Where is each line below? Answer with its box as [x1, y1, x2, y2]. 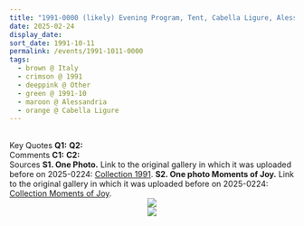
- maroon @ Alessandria [17, 97, 107, 107]
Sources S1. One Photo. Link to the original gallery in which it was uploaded [9, 159, 292, 170]
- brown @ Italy [17, 64, 79, 73]
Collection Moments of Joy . [9, 188, 112, 199]
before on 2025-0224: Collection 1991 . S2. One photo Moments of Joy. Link [9, 169, 294, 180]
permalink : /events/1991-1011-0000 [9, 47, 144, 56]
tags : [9, 55, 30, 64]
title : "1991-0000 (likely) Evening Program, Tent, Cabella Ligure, [9, 13, 273, 23]
